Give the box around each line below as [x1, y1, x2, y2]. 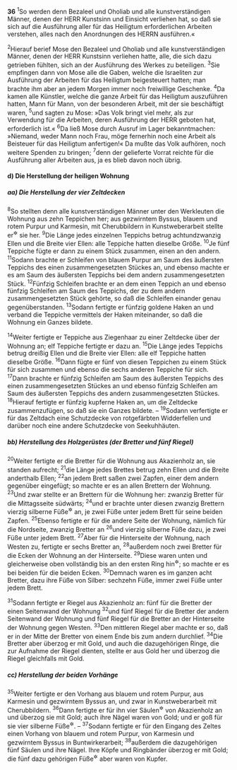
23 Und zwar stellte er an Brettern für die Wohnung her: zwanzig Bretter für [7, 489, 224, 498]
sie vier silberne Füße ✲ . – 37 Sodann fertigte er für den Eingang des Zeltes [7, 721, 221, 730]
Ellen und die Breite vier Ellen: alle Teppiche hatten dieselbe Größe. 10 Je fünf [7, 238, 231, 248]
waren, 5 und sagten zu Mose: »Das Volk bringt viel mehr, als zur [7, 107, 194, 117]
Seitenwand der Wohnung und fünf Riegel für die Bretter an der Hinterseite [7, 614, 225, 623]
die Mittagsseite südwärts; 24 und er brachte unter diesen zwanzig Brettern [7, 498, 224, 508]
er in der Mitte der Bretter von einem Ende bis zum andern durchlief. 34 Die [7, 631, 224, 641]
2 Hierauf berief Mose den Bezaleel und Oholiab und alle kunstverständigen [7, 43, 226, 53]
